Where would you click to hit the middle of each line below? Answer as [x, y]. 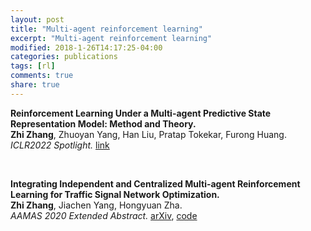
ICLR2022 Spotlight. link [60, 145]
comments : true [42, 76]
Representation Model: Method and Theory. [103, 123]
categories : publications [64, 57]
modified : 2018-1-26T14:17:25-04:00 [86, 47]
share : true [35, 85]
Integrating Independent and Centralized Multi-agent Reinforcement [155, 183]
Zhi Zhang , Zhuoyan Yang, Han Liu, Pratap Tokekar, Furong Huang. [148, 134]
